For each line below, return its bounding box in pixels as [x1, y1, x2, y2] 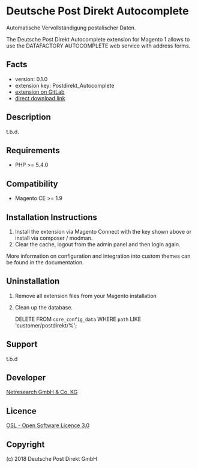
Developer [6, 372, 46, 383]
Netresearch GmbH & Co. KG [6, 389, 78, 396]
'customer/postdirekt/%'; [14, 321, 77, 329]
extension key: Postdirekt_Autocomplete [14, 82, 115, 89]
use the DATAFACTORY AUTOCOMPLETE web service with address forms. [6, 42, 191, 49]
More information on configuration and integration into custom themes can [6, 252, 191, 260]
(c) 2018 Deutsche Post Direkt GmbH [6, 455, 97, 463]
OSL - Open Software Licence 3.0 [6, 422, 90, 429]
